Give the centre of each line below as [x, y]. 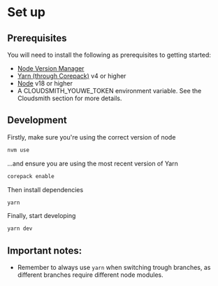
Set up [26, 12]
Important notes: [45, 251]
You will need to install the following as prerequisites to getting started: [109, 55]
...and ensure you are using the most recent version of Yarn [93, 163]
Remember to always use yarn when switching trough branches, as [114, 268]
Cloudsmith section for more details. [70, 98]
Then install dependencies [45, 189]
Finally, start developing [42, 216]
